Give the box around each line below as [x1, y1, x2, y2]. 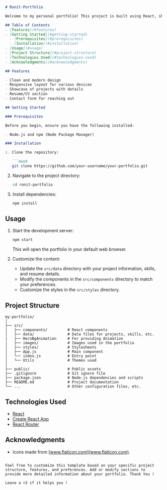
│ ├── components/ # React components [5, 327, 108, 333]
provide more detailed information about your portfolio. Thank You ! [5, 472, 155, 477]
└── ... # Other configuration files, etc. [5, 384, 141, 389]
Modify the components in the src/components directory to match [19, 276, 153, 282]
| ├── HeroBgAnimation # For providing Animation [5, 336, 123, 341]
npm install [12, 200, 37, 206]
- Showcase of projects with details [5, 87, 83, 92]
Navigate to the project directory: [12, 172, 81, 179]
